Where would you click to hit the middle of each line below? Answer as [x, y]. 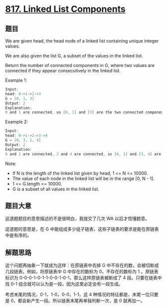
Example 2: [17, 122]
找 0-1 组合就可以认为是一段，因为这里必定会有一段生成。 [64, 284]
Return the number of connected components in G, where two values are [80, 65]
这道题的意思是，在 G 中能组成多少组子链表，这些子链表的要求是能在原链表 [82, 229]
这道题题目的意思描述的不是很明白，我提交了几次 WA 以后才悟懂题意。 [78, 219]
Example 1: [16, 80]
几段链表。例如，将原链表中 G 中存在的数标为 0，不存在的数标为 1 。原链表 [82, 272]
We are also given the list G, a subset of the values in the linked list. [74, 56]
